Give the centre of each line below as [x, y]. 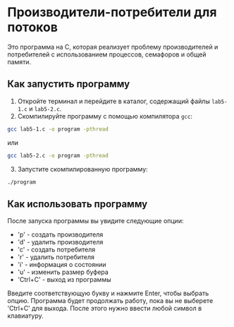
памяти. [19, 61]
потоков [33, 27]
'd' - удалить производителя [60, 242]
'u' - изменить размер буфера [63, 272]
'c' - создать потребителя [56, 250]
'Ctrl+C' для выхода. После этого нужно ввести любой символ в [105, 309]
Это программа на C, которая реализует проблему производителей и [113, 47]
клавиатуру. [25, 316]
